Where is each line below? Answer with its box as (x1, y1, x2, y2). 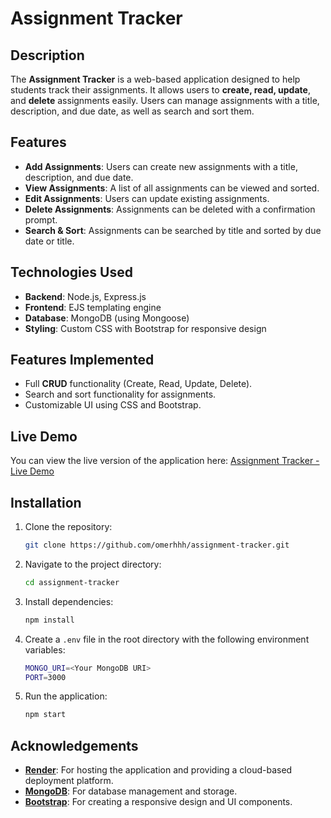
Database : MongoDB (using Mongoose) (24, 312, 190, 324)
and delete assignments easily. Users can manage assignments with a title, (10, 95, 320, 106)
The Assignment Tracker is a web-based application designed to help (10, 73, 301, 85)
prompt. (24, 213, 58, 226)
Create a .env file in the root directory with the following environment (24, 633, 310, 645)
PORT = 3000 (24, 672, 67, 682)
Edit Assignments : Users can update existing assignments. (24, 192, 270, 204)
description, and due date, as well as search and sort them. (10, 105, 255, 117)
